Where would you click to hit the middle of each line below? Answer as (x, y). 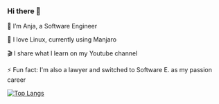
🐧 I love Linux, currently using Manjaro (62, 40)
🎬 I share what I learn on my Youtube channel (72, 53)
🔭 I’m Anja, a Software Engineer (52, 26)
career (17, 80)
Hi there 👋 (24, 11)
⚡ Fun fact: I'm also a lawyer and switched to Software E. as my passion (110, 70)
